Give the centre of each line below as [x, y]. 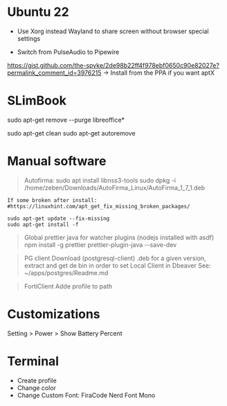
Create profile [37, 380]
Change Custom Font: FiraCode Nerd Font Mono [86, 395]
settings [29, 38]
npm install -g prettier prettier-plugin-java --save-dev [100, 244]
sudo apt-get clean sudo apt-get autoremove [72, 133]
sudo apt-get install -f [43, 224]
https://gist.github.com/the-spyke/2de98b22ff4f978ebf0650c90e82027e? [113, 65]
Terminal [33, 361]
